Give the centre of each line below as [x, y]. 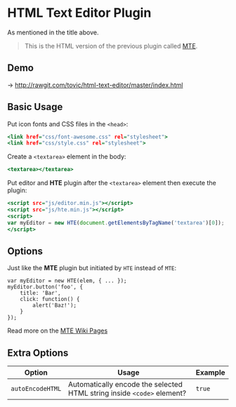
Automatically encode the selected [125, 385]
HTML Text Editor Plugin [79, 13]
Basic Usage [35, 107]
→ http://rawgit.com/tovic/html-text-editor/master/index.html [95, 85]
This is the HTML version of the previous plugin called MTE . [111, 46]
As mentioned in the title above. [53, 32]
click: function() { [50, 300]
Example [210, 373]
